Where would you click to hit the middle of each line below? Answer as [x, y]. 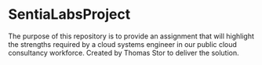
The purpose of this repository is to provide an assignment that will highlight [131, 36]
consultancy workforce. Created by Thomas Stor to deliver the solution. [124, 52]
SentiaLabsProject [69, 14]
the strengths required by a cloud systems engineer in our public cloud [123, 44]
